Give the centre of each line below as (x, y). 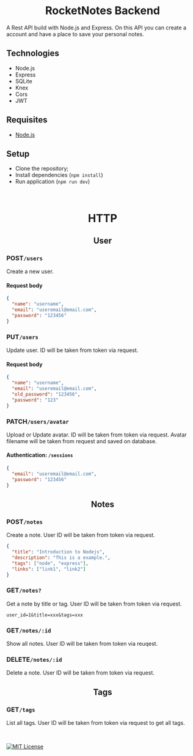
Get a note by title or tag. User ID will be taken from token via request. (94, 604)
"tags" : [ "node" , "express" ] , (50, 563)
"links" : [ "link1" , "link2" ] (49, 569)
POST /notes (24, 522)
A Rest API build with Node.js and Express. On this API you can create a (96, 28)
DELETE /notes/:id (34, 660)
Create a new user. (30, 271)
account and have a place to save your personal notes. (75, 34)
